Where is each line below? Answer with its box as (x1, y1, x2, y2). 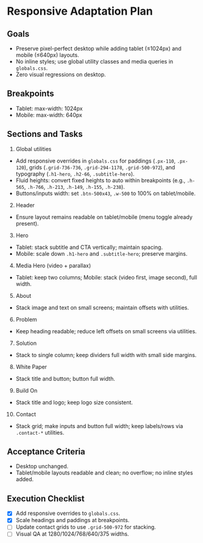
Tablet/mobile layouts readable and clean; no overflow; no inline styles (15, 469, 193, 476)
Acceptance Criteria (7, 446, 85, 457)
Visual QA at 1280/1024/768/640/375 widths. (15, 530, 129, 537)
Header (15, 201, 35, 209)
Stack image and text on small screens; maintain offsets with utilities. (15, 304, 190, 311)
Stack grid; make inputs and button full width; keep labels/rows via (15, 422, 183, 429)
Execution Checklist (7, 493, 85, 504)
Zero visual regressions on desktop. (15, 71, 106, 78)
